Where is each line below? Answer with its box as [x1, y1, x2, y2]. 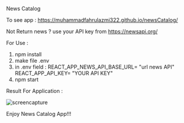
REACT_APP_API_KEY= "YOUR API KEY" [14, 70, 113, 76]
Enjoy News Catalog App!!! [6, 111, 72, 117]
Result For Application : [6, 88, 64, 94]
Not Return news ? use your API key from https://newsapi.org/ [6, 28, 158, 35]
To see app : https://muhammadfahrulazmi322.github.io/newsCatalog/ [6, 17, 178, 23]
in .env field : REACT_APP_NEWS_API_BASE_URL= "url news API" [14, 63, 175, 70]
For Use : [6, 40, 28, 46]
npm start [14, 76, 39, 83]
